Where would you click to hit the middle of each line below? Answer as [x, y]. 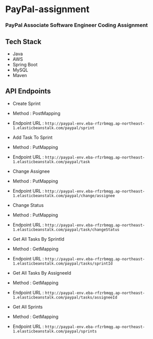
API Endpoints [28, 91]
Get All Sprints [28, 307]
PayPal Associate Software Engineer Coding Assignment [76, 25]
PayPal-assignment [47, 9]
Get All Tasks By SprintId [39, 239]
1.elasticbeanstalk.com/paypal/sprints [55, 331]
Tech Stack [23, 42]
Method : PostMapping [36, 113]
